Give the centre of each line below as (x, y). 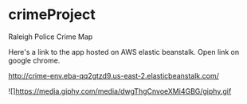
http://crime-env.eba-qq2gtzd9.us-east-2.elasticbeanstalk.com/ (114, 75)
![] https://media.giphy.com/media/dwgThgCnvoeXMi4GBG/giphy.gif (120, 91)
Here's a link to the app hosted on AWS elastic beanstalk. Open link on (124, 52)
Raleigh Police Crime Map (51, 37)
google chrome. (34, 60)
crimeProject (52, 15)
